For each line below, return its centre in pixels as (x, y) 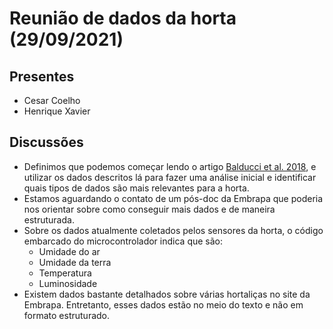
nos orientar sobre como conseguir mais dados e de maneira (149, 209)
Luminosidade (68, 283)
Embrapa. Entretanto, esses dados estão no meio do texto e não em (163, 304)
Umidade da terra (75, 262)
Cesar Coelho (52, 100)
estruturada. (49, 219)
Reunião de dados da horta (123, 18)
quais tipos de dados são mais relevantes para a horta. (136, 188)
